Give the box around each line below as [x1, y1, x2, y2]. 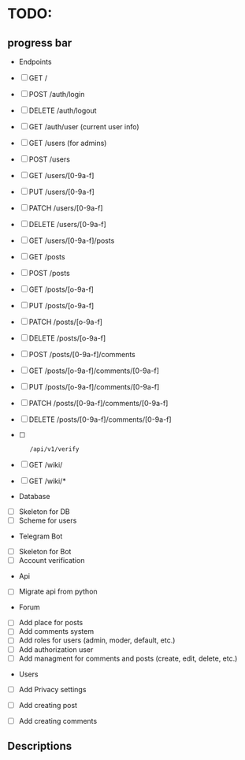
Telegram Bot [18, 531, 63, 541]
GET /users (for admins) [28, 139, 107, 147]
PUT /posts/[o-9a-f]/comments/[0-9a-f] [28, 382, 160, 391]
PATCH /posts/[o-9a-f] [28, 317, 103, 326]
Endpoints [18, 57, 52, 66]
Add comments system [18, 627, 95, 636]
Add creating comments [18, 716, 98, 725]
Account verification [18, 556, 85, 565]
